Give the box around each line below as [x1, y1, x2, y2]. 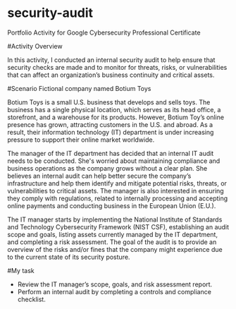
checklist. [17, 295, 46, 303]
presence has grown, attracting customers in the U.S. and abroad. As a [7, 120, 213, 128]
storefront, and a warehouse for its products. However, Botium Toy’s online [7, 113, 224, 121]
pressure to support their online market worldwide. [7, 135, 155, 144]
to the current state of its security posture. [7, 253, 130, 261]
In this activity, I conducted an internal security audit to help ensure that [7, 55, 216, 64]
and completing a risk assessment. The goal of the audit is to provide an [7, 238, 217, 246]
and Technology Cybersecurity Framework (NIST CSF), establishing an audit [7, 222, 230, 231]
